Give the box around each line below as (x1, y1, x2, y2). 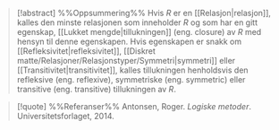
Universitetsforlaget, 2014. (16, 111, 114, 121)
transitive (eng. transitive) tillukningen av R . (16, 84, 176, 94)
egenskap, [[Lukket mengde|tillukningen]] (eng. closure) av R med (16, 27, 262, 37)
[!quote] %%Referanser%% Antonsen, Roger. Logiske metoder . (16, 101, 252, 111)
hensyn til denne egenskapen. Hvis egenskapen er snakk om (16, 36, 242, 47)
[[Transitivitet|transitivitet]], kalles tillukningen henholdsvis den (16, 65, 249, 75)
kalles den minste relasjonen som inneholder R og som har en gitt (16, 17, 258, 28)
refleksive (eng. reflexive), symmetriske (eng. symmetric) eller (16, 74, 246, 84)
